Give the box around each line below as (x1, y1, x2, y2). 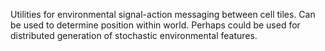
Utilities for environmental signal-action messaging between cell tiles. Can (10, 9, 316, 20)
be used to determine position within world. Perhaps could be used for (10, 19, 301, 31)
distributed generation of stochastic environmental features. (10, 30, 258, 41)
